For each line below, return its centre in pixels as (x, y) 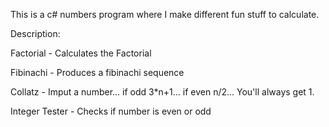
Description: (35, 33)
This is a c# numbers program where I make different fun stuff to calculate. (165, 14)
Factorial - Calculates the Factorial (81, 53)
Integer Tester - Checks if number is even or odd (111, 111)
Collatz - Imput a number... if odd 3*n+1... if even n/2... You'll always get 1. (162, 92)
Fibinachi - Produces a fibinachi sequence (97, 72)
